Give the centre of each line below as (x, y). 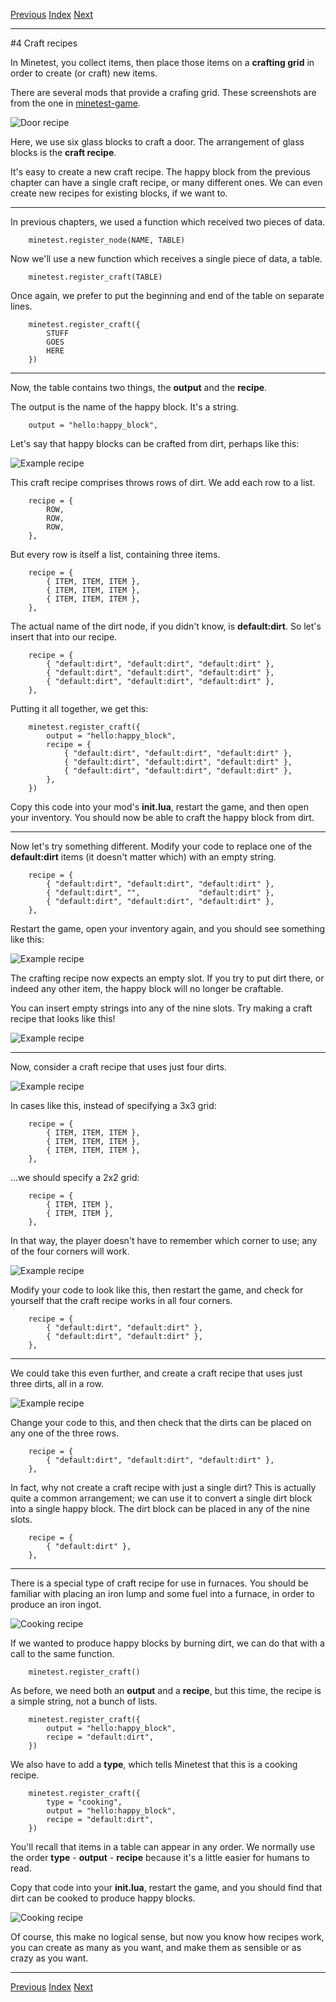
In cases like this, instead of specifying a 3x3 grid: (113, 1105)
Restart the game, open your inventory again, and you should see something (168, 928)
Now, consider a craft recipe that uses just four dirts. (118, 1067)
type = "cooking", (84, 1802)
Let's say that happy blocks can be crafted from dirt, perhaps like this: (155, 443)
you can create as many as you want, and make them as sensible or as (156, 1947)
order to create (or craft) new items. (84, 73)
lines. (21, 306)
